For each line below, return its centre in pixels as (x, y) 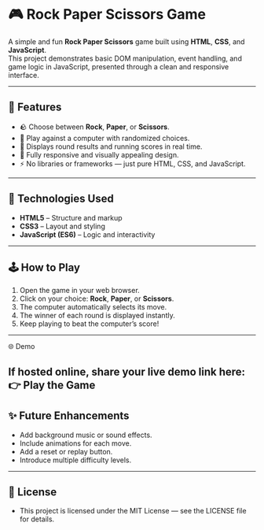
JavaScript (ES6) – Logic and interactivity (87, 234)
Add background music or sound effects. (86, 435)
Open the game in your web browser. (79, 291)
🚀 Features (35, 107)
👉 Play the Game (52, 385)
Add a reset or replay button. (66, 451)
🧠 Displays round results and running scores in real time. (111, 146)
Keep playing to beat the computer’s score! (89, 324)
